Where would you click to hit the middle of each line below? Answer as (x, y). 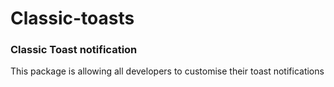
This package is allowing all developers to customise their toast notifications (167, 71)
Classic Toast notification (74, 50)
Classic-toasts (72, 18)
